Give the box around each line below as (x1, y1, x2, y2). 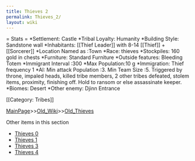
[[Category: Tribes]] (6, 96, 54, 103)
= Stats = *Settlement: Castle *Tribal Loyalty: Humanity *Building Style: (6, 36, 179, 43)
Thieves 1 (14, 136, 38, 143)
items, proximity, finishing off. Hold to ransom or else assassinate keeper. (6, 79, 182, 86)
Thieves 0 (14, 130, 39, 137)
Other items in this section (6, 119, 69, 126)
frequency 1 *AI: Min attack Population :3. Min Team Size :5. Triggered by (6, 66, 183, 73)
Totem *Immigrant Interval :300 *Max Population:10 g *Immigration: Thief (6, 60, 184, 67)
